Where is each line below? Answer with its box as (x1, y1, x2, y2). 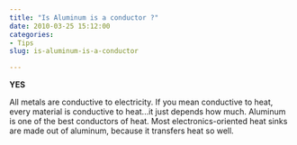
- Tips (9, 38, 34, 48)
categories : (9, 30, 54, 39)
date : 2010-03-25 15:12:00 (9, 22, 111, 31)
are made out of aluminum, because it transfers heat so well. (9, 125, 234, 136)
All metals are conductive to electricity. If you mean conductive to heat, (9, 96, 274, 108)
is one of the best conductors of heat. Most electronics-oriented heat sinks (9, 116, 288, 127)
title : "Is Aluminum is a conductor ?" (9, 13, 159, 23)
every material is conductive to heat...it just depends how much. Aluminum (9, 106, 286, 117)
